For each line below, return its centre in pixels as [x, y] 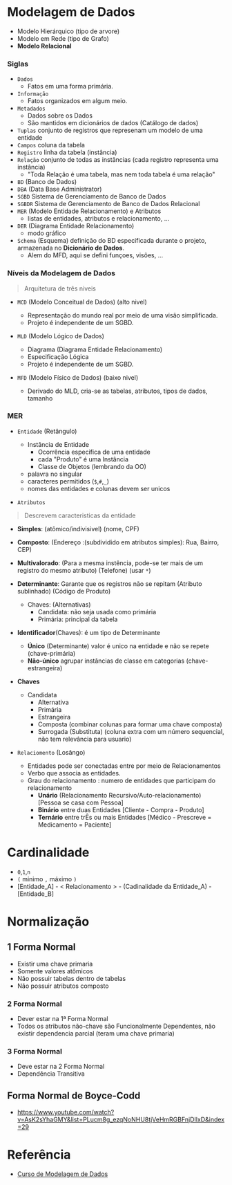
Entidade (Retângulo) [47, 431]
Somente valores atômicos [55, 971]
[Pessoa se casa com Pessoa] [81, 802]
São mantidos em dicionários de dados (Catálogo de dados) [113, 123]
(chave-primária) [51, 653]
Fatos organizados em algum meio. [77, 101]
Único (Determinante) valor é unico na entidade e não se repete [118, 646]
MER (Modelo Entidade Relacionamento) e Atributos [89, 211]
